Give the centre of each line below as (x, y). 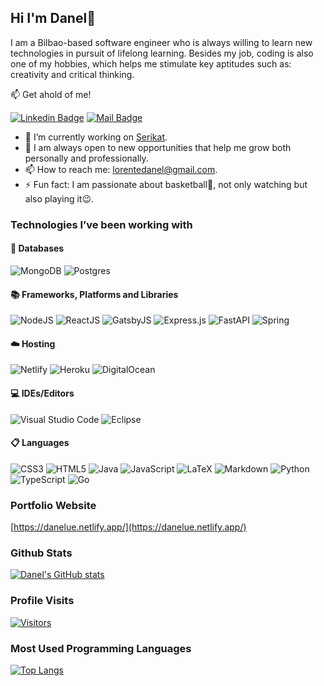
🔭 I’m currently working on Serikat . (96, 137)
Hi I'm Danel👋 (53, 18)
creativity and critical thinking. (72, 74)
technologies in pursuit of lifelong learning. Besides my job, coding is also (162, 53)
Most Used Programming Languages (101, 648)
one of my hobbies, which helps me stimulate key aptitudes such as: (151, 63)
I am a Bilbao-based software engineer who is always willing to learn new (161, 42)
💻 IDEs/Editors (42, 393)
